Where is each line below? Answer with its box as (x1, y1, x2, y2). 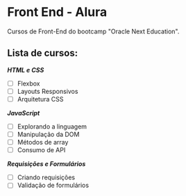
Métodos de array (17, 138, 69, 147)
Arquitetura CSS (17, 95, 64, 103)
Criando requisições (17, 173, 76, 181)
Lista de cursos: (7, 47, 78, 59)
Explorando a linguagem (17, 122, 87, 131)
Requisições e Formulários (7, 160, 86, 168)
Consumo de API (17, 146, 66, 154)
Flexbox (17, 79, 40, 88)
